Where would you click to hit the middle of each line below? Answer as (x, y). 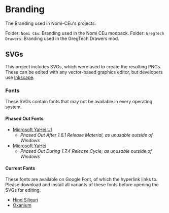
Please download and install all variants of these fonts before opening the (82, 185)
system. (13, 107)
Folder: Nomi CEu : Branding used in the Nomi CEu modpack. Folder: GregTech (85, 33)
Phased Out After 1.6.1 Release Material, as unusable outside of (87, 135)
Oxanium (22, 205)
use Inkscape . (20, 77)
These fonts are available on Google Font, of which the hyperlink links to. (81, 179)
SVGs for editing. (23, 190)
